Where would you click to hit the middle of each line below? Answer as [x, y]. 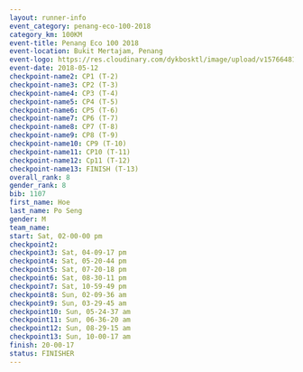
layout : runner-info [48, 18]
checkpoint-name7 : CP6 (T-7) [64, 118]
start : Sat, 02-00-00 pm [56, 236]
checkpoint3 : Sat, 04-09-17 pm [68, 253]
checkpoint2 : [34, 245]
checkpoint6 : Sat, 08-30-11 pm [68, 278]
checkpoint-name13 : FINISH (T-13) [74, 169]
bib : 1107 [28, 194]
